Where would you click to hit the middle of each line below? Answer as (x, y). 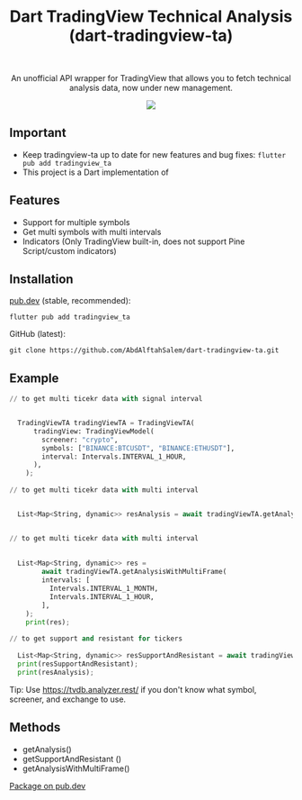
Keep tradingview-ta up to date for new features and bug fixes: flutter (154, 154)
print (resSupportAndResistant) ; (78, 664)
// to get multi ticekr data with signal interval (106, 399)
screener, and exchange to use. (68, 699)
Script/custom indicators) (69, 250)
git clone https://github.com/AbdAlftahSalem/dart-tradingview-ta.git (144, 350)
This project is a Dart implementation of (95, 172)
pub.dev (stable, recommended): (70, 301)
